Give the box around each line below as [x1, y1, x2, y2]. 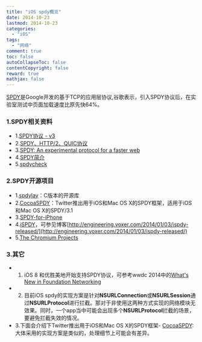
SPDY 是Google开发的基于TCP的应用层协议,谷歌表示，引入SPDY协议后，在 [6, 93, 191, 101]
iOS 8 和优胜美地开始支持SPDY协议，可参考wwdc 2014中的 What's [24, 271, 189, 279]
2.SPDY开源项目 [6, 177, 54, 185]
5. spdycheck [14, 160, 48, 168]
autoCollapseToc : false [6, 59, 66, 65]
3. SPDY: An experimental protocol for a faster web [14, 147, 140, 154]
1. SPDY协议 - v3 [14, 132, 55, 139]
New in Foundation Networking [24, 278, 101, 285]
